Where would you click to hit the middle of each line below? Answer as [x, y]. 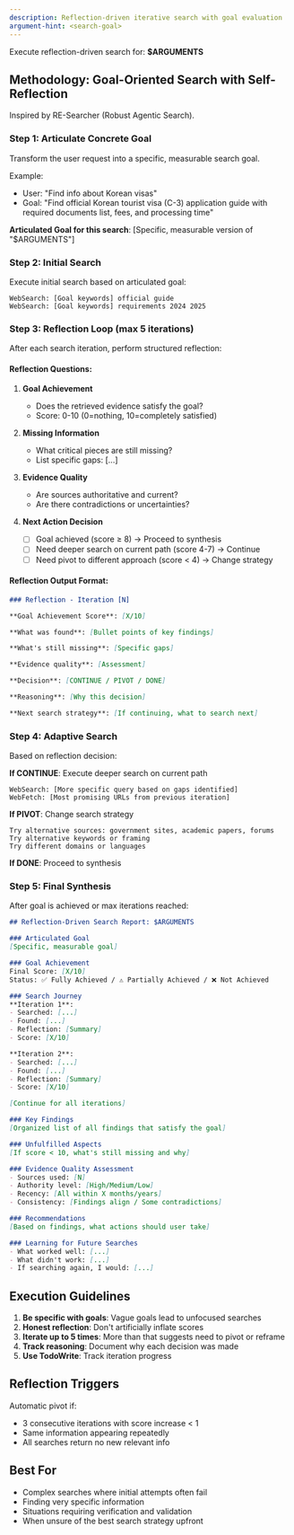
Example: [26, 175]
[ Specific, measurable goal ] [64, 947]
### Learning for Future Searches [74, 1243]
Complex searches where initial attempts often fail [115, 1492]
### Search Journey [46, 996]
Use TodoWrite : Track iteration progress [97, 1356]
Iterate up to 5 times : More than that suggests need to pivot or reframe [153, 1337]
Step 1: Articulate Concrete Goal [81, 138]
